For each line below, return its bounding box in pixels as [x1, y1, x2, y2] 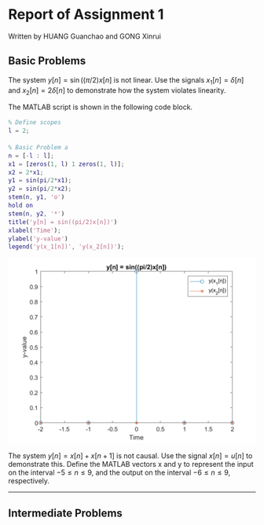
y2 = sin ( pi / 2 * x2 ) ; [8, 185, 72, 193]
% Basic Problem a [8, 143, 68, 151]
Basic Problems [8, 54, 86, 68]
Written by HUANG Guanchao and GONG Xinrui [8, 31, 161, 41]
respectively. [8, 476, 49, 486]
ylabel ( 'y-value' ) [8, 234, 68, 243]
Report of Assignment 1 [8, 6, 164, 24]
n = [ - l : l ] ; [8, 152, 55, 160]
